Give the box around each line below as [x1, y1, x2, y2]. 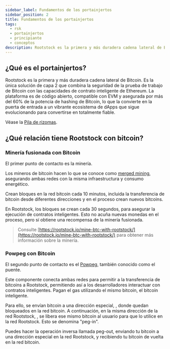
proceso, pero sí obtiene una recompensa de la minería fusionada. [5, 217, 144, 223]
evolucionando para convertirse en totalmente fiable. [5, 109, 115, 115]
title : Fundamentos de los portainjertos [5, 17, 94, 22]
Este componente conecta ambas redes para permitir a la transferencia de [5, 277, 160, 283]
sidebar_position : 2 [5, 12, 49, 17]
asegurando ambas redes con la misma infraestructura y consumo [5, 176, 144, 182]
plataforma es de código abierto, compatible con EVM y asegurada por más [5, 93, 163, 99]
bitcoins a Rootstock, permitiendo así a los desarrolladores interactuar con [5, 282, 160, 288]
